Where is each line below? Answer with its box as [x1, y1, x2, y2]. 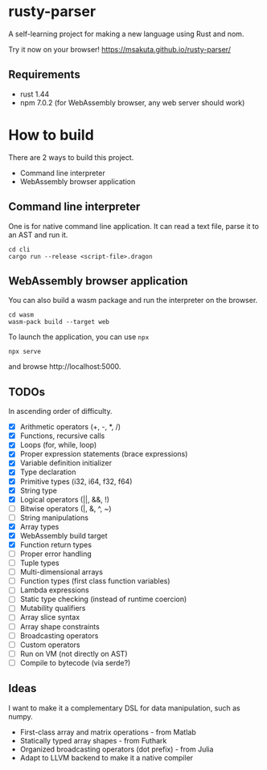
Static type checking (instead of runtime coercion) [19, 594, 187, 604]
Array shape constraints [19, 621, 101, 631]
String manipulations [19, 513, 88, 522]
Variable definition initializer [19, 458, 113, 468]
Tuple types [19, 558, 60, 568]
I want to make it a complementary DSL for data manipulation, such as [8, 702, 240, 713]
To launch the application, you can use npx [8, 332, 150, 342]
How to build [8, 125, 94, 144]
